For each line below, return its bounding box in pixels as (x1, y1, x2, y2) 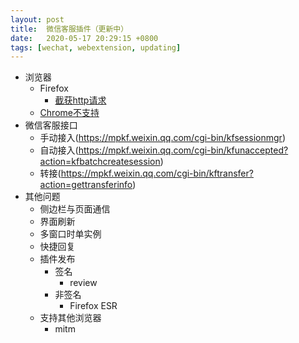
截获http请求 (54, 94, 107, 106)
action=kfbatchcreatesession (39, 156, 161, 168)
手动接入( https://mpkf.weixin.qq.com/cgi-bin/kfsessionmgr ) (39, 132, 287, 144)
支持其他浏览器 (39, 312, 102, 324)
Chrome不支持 (39, 107, 100, 119)
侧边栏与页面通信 (39, 203, 111, 215)
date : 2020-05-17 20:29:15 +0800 (10, 33, 159, 43)
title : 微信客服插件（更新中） (10, 24, 129, 34)
